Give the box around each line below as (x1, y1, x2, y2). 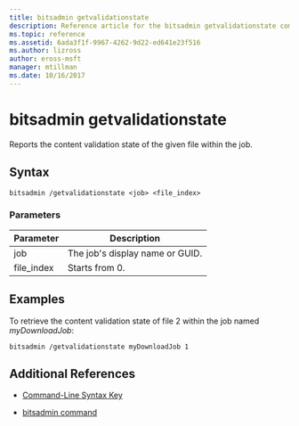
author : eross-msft (9, 54, 82, 63)
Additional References (9, 366, 136, 381)
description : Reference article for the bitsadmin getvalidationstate (9, 21, 277, 30)
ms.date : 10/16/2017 (9, 71, 86, 80)
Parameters (9, 209, 61, 221)
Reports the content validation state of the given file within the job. (9, 139, 254, 150)
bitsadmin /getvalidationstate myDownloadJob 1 (9, 342, 190, 351)
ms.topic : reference (9, 29, 86, 38)
